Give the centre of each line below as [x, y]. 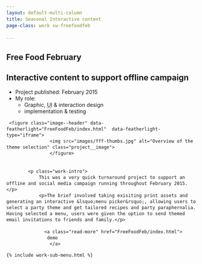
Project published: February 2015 [56, 92]
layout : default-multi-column [44, 13]
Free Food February [44, 57]
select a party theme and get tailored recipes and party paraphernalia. [101, 208]
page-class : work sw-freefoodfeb [48, 25]
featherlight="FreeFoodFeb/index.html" [57, 129]
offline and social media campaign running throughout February [89, 184]
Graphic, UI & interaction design [64, 105]
